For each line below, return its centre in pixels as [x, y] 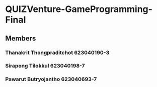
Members [21, 38]
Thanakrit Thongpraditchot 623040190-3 [57, 52]
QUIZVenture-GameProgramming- [79, 9]
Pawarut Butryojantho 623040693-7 [51, 79]
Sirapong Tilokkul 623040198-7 [45, 66]
